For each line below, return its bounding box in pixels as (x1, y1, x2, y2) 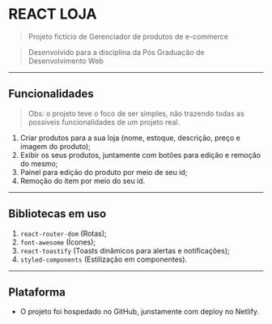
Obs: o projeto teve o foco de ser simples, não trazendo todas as (28, 109, 244, 118)
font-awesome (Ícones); (19, 237, 96, 247)
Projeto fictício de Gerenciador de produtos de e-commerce (28, 32, 229, 41)
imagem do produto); (19, 141, 91, 151)
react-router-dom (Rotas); (19, 228, 107, 238)
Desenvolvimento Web (28, 56, 104, 66)
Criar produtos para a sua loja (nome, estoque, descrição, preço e (19, 133, 240, 143)
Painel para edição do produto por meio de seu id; (19, 167, 188, 177)
